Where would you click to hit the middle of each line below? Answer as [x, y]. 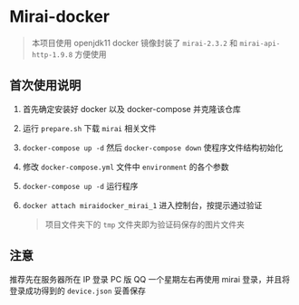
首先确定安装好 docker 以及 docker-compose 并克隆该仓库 [132, 109]
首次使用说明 [45, 86]
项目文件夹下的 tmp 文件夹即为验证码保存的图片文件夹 [145, 224]
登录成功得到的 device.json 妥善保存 [78, 291]
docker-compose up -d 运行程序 [80, 186]
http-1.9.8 [52, 55]
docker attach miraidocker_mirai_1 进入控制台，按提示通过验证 [142, 205]
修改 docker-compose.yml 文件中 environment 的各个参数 [125, 167]
